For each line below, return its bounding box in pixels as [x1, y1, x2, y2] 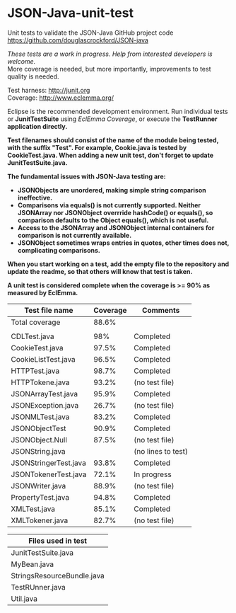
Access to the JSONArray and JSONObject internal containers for [17, 223, 215, 231]
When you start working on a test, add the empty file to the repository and [7, 260, 230, 268]
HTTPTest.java [11, 366, 60, 376]
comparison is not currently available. [17, 231, 132, 239]
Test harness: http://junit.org [7, 86, 90, 94]
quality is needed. [7, 72, 59, 81]
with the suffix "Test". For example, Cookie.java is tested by [7, 143, 187, 151]
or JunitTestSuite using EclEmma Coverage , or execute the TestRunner [7, 115, 218, 123]
